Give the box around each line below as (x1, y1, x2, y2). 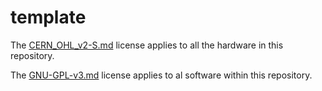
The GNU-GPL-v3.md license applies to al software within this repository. (10, 69, 313, 81)
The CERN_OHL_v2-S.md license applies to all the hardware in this (10, 39, 284, 51)
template (10, 6, 87, 29)
